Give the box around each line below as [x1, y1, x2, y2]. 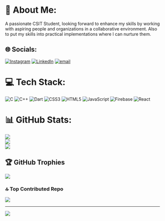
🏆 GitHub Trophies [5, 158, 65, 166]
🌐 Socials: [5, 45, 37, 54]
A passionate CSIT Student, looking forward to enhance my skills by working [5, 21, 160, 27]
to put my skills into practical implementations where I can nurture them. [5, 31, 151, 37]
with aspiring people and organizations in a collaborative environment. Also [5, 26, 157, 31]
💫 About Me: [5, 4, 57, 16]
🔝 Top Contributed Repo [5, 186, 64, 193]
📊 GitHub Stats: [5, 114, 72, 125]
